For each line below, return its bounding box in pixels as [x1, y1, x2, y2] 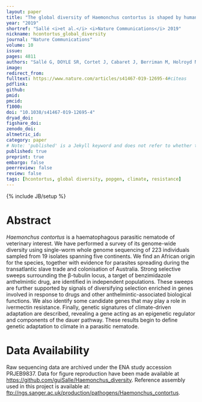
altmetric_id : [6, 131, 42, 138]
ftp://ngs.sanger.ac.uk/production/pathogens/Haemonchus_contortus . [6, 389, 180, 396]
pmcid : [6, 98, 23, 104]
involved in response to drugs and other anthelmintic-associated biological [6, 290, 191, 298]
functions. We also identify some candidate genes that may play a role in [6, 297, 186, 304]
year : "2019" [6, 20, 39, 26]
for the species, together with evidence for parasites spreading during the [6, 259, 189, 266]
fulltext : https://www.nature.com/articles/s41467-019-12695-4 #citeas [6, 76, 187, 82]
